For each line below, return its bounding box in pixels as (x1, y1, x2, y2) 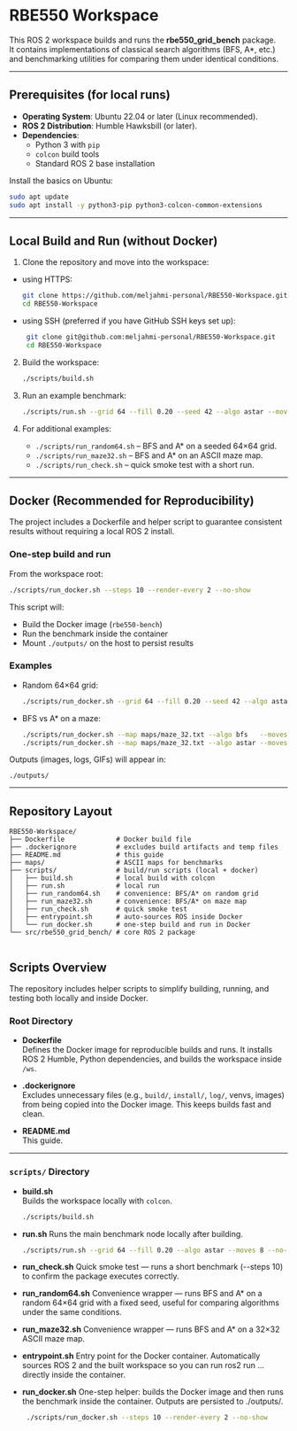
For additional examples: (21, 423, 112, 434)
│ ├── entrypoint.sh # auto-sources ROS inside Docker (9, 913, 243, 922)
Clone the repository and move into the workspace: (21, 257, 209, 268)
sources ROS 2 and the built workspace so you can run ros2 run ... (21, 1360, 265, 1371)
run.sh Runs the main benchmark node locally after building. (21, 1228, 243, 1239)
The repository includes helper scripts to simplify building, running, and (9, 984, 270, 994)
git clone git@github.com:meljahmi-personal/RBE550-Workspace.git (26, 333, 276, 342)
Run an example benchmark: (21, 390, 126, 401)
